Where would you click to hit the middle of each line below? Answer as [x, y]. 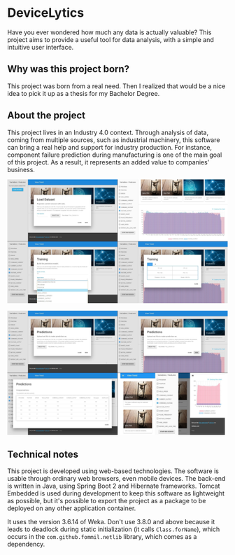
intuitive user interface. [41, 47]
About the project [47, 116]
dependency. [26, 545]
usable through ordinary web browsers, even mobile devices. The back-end [116, 479]
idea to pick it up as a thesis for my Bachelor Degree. [84, 93]
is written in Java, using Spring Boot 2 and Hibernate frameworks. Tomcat [114, 486]
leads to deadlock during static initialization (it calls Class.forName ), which [114, 529]
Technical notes [43, 454]
